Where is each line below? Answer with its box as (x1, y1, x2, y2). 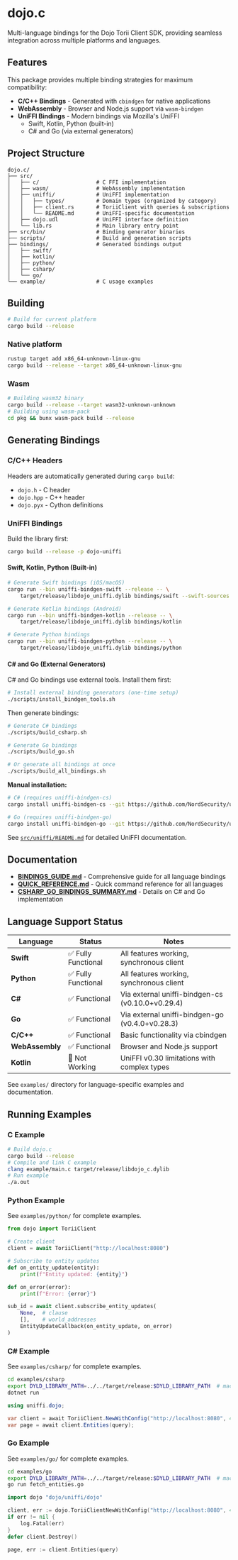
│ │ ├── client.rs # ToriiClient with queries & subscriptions (7, 204, 230, 211)
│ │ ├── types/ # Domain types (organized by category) (7, 197, 217, 204)
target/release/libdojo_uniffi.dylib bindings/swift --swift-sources (20, 592, 230, 599)
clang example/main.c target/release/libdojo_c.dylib (7, 1166, 170, 1173)
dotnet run (7, 1389, 40, 1396)
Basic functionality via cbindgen (120, 1030, 227, 1040)
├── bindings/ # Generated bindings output (7, 240, 182, 248)
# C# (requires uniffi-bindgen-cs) (7, 795, 113, 802)
